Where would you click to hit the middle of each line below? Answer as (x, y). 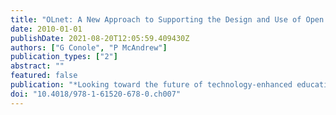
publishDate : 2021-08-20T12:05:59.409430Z (100, 38)
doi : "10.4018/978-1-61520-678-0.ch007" (96, 94)
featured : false (44, 76)
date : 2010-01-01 (46, 29)
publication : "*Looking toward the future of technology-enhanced (151, 85)
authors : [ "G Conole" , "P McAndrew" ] (89, 47)
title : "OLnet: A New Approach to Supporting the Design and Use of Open (167, 19)
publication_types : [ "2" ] (64, 57)
